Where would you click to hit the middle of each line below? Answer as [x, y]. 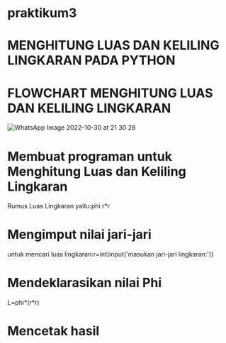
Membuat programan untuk [90, 156]
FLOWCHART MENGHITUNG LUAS [110, 93]
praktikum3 [42, 13]
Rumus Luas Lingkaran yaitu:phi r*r [59, 206]
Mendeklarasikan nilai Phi [84, 283]
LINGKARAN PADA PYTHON [91, 61]
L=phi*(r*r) [24, 303]
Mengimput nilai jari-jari [80, 235]
